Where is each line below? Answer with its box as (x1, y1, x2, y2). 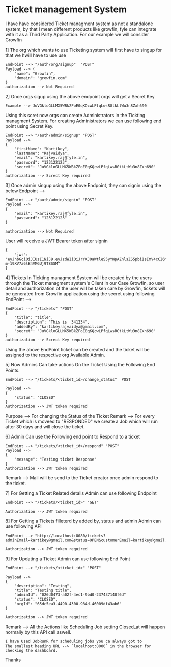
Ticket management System (5, 4, 127, 15)
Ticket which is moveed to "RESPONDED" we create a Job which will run (5, 418, 158, 424)
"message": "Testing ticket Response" (14, 456, 97, 462)
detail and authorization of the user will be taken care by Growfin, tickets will (5, 285, 165, 291)
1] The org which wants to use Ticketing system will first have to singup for (5, 47, 162, 53)
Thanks (5, 657, 21, 663)
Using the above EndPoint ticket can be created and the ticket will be (5, 346, 150, 352)
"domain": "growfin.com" (14, 75, 67, 80)
